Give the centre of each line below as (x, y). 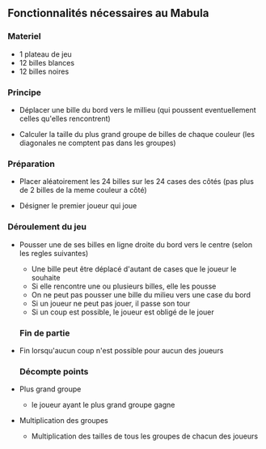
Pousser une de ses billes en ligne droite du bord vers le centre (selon (135, 244)
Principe (25, 92)
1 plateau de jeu (45, 54)
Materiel (24, 36)
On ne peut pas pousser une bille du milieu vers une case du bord (141, 294)
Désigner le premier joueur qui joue (78, 206)
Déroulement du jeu (47, 227)
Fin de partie (44, 333)
